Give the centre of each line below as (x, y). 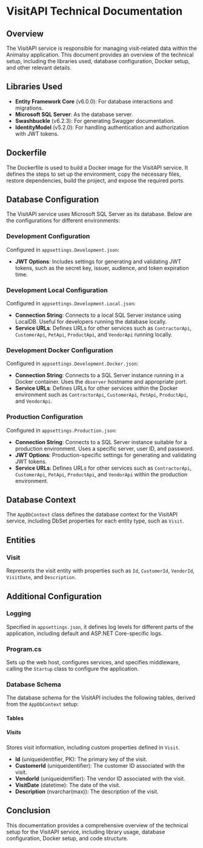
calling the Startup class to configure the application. (73, 669)
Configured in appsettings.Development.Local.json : (71, 304)
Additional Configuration (54, 596)
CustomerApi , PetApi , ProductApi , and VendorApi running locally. (94, 335)
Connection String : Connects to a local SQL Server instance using (98, 315)
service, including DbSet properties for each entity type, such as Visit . (95, 521)
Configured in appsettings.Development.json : (63, 249)
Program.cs (24, 649)
